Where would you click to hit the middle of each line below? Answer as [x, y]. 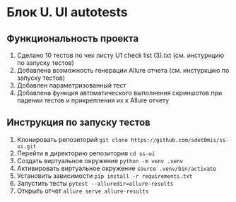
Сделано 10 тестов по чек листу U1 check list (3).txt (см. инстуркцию [120, 55]
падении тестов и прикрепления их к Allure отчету [93, 100]
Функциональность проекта [73, 38]
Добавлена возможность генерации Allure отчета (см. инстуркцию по [123, 70]
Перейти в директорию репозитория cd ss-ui [86, 153]
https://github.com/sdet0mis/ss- [180, 140]
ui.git [26, 146]
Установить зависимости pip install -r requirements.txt [105, 176]
